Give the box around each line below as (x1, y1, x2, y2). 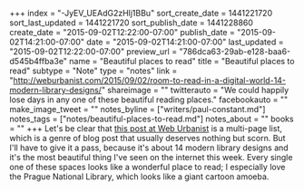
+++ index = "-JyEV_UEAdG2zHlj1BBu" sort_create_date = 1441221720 (9, 8, 273, 18)
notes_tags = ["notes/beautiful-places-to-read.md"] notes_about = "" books (9, 113, 294, 124)
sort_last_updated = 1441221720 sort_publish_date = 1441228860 (9, 17, 254, 28)
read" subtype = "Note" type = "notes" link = (9, 65, 178, 76)
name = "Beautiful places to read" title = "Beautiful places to (69, 56, 295, 66)
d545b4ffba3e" (9, 56, 68, 66)
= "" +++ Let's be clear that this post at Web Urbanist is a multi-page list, (9, 123, 283, 134)
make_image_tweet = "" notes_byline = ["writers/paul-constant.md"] (9, 104, 266, 114)
